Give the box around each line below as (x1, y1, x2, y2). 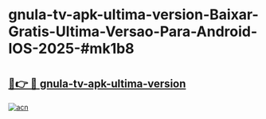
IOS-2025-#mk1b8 (8, 40, 135, 58)
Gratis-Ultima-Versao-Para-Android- (8, 22, 258, 41)
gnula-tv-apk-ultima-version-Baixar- (8, 6, 259, 24)
